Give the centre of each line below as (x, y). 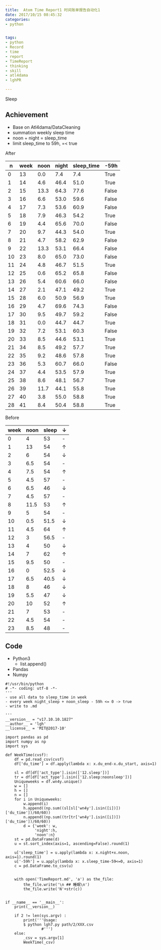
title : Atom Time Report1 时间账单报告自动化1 (53, 10)
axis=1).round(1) (23, 857)
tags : (11, 38)
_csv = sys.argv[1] (44, 938)
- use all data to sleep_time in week (46, 697)
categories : (18, 19)
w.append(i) (36, 804)
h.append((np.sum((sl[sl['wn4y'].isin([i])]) (72, 808)
